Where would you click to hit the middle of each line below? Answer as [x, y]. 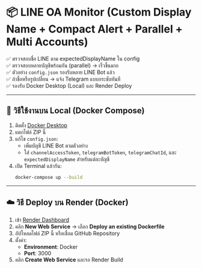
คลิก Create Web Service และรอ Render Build [69, 260]
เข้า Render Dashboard [42, 220]
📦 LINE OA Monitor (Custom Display [99, 12]
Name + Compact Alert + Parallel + [95, 29]
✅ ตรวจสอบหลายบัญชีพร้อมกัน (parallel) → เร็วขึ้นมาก [63, 65]
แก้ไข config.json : [36, 139]
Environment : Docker [51, 247]
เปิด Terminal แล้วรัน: [38, 166]
